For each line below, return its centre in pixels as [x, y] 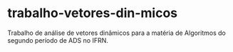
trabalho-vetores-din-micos [93, 13]
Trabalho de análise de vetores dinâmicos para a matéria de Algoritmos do [116, 33]
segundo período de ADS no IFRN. [58, 40]
